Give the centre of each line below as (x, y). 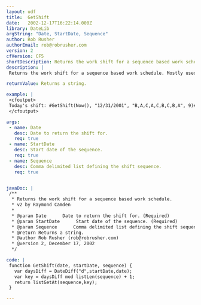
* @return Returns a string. (48, 233)
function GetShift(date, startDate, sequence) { (71, 266)
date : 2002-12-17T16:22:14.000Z (49, 23)
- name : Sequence (30, 161)
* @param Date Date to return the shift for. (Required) (91, 216)
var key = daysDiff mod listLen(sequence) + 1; (74, 277)
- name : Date (25, 127)
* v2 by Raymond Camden (41, 205)
